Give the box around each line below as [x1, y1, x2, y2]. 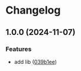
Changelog [5, 4, 61, 17]
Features [5, 45, 32, 53]
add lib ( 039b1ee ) [14, 58, 57, 65]
